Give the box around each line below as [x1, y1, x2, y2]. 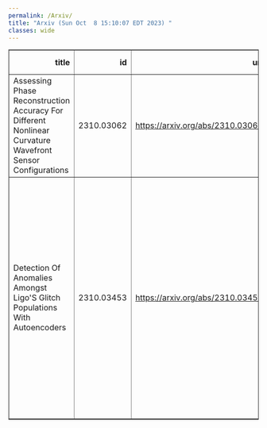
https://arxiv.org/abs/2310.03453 [134, 292, 264, 303]
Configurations [13, 164, 69, 175]
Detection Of [13, 263, 61, 274]
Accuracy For [13, 105, 64, 116]
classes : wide [8, 26, 56, 34]
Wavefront [13, 145, 52, 156]
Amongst [13, 283, 48, 294]
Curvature [13, 135, 52, 146]
